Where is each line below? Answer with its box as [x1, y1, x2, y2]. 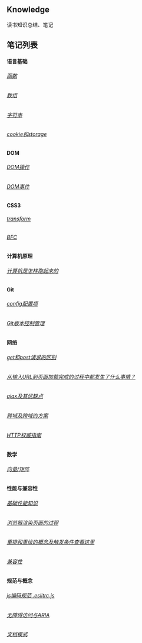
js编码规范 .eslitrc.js [6, 592, 55, 599]
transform [6, 215, 31, 222]
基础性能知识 [6, 499, 38, 506]
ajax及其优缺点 [6, 392, 44, 400]
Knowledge [6, 5, 49, 15]
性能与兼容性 [6, 485, 38, 492]
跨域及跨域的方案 [6, 412, 48, 419]
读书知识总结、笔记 [6, 21, 54, 28]
